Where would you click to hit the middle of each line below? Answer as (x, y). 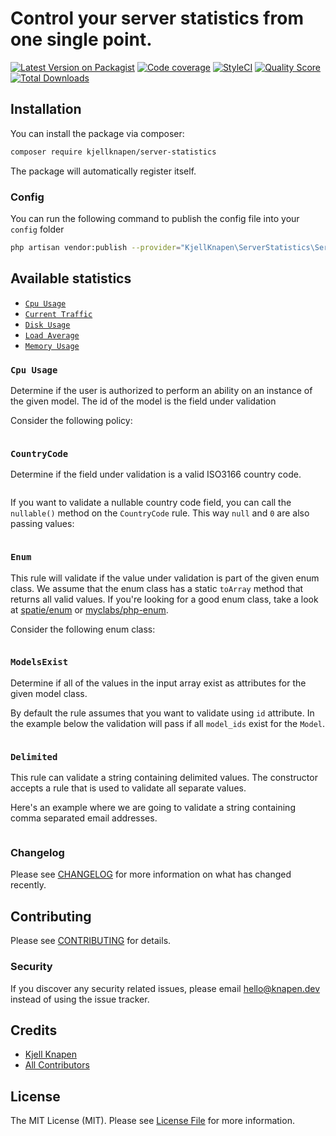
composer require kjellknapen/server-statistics (113, 152)
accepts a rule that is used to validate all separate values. (128, 788)
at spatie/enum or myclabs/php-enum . (89, 609)
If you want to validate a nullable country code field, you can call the (151, 503)
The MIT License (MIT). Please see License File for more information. (152, 1121)
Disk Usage (47, 325)
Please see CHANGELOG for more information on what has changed (151, 874)
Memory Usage (52, 346)
